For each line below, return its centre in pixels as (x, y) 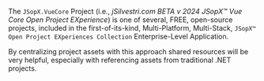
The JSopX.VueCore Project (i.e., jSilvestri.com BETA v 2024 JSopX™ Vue (125, 11)
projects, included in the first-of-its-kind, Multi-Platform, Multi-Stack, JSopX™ (132, 28)
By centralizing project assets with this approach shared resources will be (128, 52)
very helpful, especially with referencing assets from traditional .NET (120, 60)
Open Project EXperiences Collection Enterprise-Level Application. (119, 36)
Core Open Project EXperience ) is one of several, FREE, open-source (121, 20)
